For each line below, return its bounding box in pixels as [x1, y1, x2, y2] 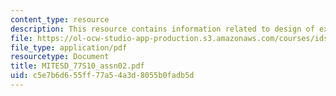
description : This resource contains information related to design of [10, 24, 315, 34]
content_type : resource [10, 14, 110, 25]
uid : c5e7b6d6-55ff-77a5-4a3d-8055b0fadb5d [10, 71, 195, 81]
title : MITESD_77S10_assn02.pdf [10, 61, 145, 71]
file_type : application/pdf [10, 42, 128, 53]
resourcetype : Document [10, 52, 110, 62]
